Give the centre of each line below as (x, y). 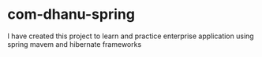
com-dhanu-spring (71, 14)
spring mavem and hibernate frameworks (75, 44)
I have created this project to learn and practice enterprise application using (131, 36)
